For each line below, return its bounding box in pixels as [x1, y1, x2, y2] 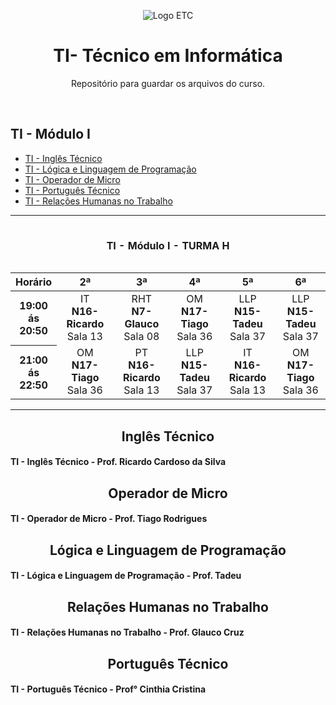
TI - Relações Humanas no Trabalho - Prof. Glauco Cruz [10, 626, 245, 639]
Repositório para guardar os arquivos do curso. [70, 77, 266, 89]
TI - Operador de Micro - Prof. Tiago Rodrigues [10, 513, 208, 525]
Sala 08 [123, 330, 160, 344]
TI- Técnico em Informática [53, 45, 283, 67]
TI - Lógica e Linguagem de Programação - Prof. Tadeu [10, 570, 242, 582]
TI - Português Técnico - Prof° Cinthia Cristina [10, 683, 207, 695]
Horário [15, 275, 53, 289]
